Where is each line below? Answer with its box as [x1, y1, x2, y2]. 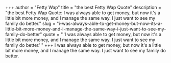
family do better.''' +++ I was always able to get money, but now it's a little [5, 42, 161, 48]
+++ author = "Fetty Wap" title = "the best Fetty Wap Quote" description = [5, 5, 162, 10]
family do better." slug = [5, 20, 56, 26]
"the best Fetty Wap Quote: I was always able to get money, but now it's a [5, 10, 161, 16]
